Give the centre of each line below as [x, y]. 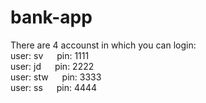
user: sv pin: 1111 [50, 55]
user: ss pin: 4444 [54, 87]
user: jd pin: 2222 [52, 66]
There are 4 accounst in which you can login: [103, 45]
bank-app [51, 17]
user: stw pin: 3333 [56, 77]
